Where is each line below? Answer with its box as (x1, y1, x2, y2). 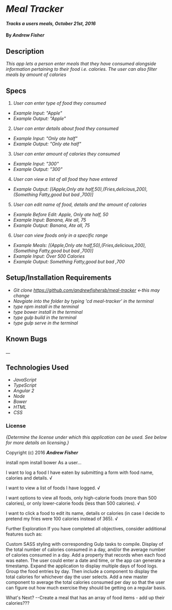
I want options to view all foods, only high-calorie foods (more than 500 (6, 494, 157, 501)
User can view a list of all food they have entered (13, 176, 117, 182)
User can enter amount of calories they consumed (13, 151, 120, 157)
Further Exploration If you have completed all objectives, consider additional (6, 525, 166, 531)
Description (6, 47, 44, 55)
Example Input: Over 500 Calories (13, 253, 85, 259)
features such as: (6, 531, 42, 537)
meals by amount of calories (6, 71, 67, 78)
